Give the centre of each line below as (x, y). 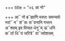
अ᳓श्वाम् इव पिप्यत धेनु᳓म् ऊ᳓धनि (30, 28)
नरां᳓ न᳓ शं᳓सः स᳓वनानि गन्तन (28, 22)
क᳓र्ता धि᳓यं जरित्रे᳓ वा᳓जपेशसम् (29, 33)
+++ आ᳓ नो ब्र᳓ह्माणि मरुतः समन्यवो (32, 17)
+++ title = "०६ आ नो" (25, 7)
